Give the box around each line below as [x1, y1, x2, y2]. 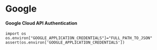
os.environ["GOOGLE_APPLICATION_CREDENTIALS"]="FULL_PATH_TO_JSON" [5, 36, 153, 41]
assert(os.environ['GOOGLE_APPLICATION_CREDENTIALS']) [5, 40, 125, 45]
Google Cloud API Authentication [5, 20, 78, 26]
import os [5, 31, 27, 36]
